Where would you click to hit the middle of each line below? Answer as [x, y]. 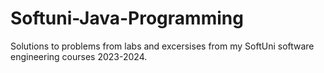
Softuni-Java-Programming [127, 18]
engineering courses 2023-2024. [79, 56]
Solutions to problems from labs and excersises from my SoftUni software [162, 46]
